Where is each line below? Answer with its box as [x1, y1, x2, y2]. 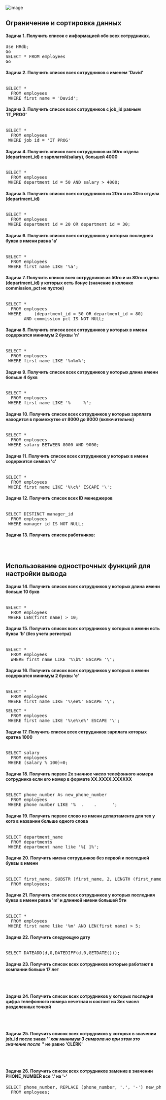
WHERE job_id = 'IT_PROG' [8, 137, 71, 143]
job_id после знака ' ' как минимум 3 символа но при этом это [5, 1036, 140, 1042]
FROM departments [10, 839, 53, 845]
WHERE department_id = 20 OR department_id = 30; [8, 221, 131, 227]
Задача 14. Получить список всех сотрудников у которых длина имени [5, 584, 160, 590]
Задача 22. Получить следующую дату [5, 934, 91, 940]
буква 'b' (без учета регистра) [5, 631, 71, 637]
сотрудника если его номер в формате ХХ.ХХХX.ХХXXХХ [5, 776, 133, 782]
